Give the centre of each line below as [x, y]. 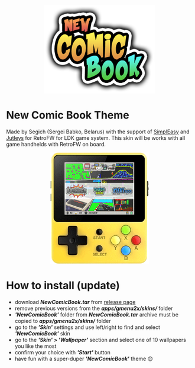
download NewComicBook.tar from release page [75, 302]
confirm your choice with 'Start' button [63, 352]
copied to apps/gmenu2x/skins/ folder [63, 321]
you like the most [35, 346]
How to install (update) [63, 286]
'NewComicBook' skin [42, 333]
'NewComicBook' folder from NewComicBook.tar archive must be [97, 314]
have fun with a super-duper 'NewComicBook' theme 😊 [84, 359]
